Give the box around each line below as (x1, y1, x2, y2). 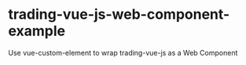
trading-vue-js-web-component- (8, 5, 230, 23)
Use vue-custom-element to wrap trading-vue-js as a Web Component (8, 48, 238, 57)
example (8, 22, 66, 40)
